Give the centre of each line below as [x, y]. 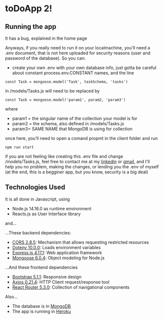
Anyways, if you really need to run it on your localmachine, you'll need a [78, 48]
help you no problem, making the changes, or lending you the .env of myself [82, 167]
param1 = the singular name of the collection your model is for [75, 118]
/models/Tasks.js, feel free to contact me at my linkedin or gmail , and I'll [78, 161]
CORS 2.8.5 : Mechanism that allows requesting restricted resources [81, 242]
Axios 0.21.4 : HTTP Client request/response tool [61, 282]
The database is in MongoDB [41, 306]
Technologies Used [35, 187]
